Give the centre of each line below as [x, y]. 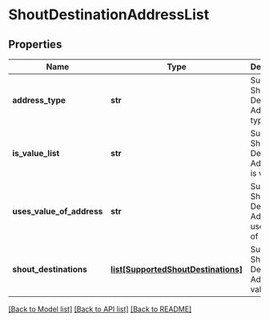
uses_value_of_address [58, 211]
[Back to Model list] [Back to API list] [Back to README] [100, 309]
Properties [35, 44]
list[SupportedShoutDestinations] [177, 269]
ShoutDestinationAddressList [109, 15]
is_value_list [36, 153]
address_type [39, 100]
